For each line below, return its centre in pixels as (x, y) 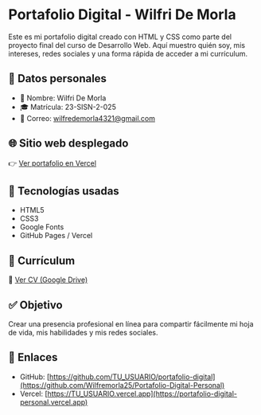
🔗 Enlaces (33, 357)
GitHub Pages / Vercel (56, 236)
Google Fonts (42, 227)
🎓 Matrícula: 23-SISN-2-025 (68, 107)
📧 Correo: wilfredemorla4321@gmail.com (87, 118)
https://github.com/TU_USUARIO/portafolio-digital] (132, 377)
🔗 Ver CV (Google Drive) (48, 280)
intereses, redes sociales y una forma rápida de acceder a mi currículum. (128, 53)
